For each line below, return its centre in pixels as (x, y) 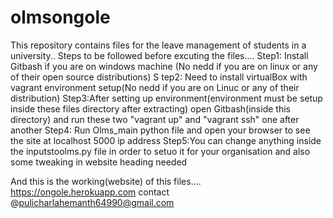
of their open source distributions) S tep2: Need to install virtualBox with (159, 77)
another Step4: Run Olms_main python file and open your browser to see (160, 130)
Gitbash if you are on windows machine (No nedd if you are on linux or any (164, 66)
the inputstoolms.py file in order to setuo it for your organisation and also (160, 151)
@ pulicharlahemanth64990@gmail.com (92, 202)
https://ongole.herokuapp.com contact (90, 192)
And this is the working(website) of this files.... (106, 181)
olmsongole (60, 17)
